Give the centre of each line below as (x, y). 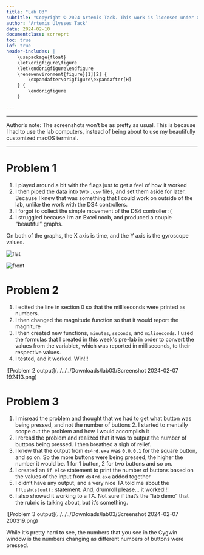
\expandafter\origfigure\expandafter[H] (80, 80)
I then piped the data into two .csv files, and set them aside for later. (100, 191)
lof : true (19, 46)
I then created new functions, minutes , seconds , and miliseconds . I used (104, 333)
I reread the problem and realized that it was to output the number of (101, 438)
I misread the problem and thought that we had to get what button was (103, 418)
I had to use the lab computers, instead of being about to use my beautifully (101, 131)
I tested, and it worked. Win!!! (52, 359)
